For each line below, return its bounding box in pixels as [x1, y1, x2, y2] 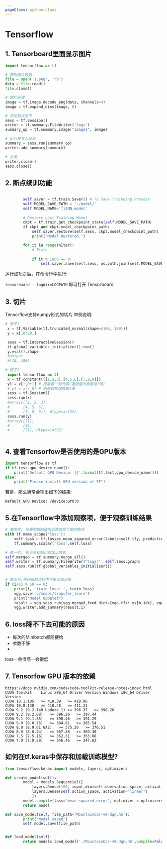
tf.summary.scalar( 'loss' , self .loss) [14, 541, 92, 546]
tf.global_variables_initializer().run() [7, 344, 94, 349]
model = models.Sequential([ [23, 780, 83, 785]
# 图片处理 [5, 95, 25, 100]
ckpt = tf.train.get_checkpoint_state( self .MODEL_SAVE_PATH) [23, 220, 153, 225]
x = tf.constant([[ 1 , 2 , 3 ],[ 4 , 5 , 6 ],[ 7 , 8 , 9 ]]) [7, 377, 101, 382]
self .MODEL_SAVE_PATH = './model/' [23, 201, 97, 207]
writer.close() [5, 159, 37, 164]
